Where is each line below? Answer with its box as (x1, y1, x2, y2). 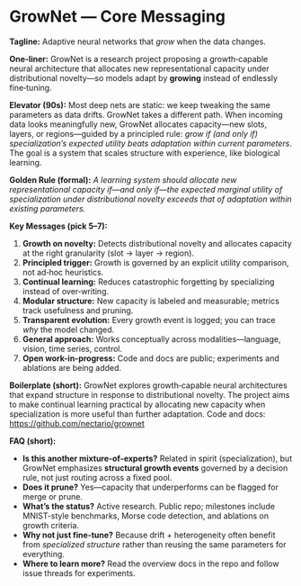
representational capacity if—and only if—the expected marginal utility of (9, 184, 283, 194)
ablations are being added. (22, 362, 122, 373)
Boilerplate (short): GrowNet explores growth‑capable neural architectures (9, 380, 288, 391)
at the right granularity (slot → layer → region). (22, 248, 195, 258)
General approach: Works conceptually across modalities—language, (22, 333, 281, 344)
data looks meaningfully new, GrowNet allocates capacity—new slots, (9, 119, 268, 130)
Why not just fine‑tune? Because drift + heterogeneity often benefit (22, 529, 276, 540)
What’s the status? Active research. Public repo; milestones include (22, 500, 276, 511)
